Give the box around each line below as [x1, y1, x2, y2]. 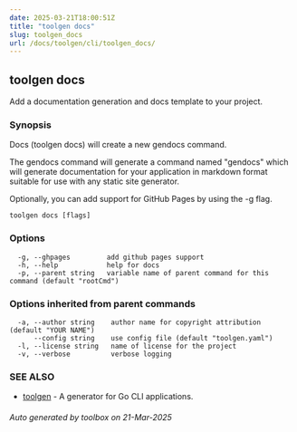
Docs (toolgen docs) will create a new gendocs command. [9, 139, 227, 150]
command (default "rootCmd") [9, 276, 120, 285]
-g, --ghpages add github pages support [17, 253, 205, 262]
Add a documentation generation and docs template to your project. [9, 96, 263, 107]
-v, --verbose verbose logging [17, 350, 172, 359]
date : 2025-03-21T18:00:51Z [9, 13, 116, 23]
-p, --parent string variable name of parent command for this [17, 268, 270, 277]
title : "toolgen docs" [9, 22, 95, 31]
